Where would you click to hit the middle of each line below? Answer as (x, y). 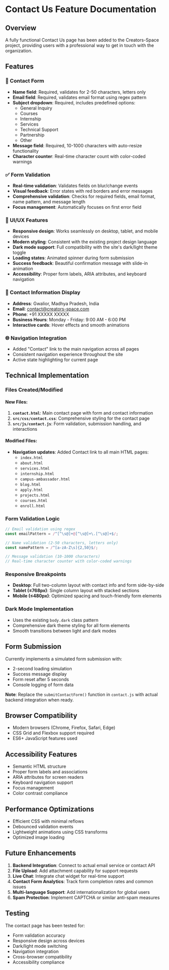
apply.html (32, 490)
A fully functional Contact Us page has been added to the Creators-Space (82, 40)
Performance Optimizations (50, 809)
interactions (25, 429)
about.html (32, 463)
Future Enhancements (41, 853)
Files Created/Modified (34, 390)
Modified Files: (21, 440)
